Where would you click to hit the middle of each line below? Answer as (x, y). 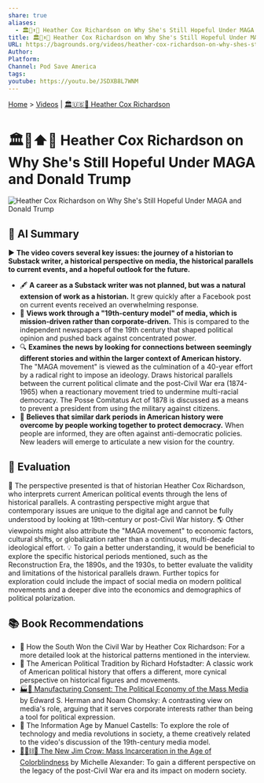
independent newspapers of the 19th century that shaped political (126, 330)
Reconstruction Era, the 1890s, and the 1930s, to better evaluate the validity (130, 565)
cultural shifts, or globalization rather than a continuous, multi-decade (121, 539)
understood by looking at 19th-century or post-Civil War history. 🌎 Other (126, 520)
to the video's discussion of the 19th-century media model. (115, 742)
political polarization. (42, 598)
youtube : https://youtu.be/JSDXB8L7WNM (73, 81)
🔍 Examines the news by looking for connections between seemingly (136, 347)
